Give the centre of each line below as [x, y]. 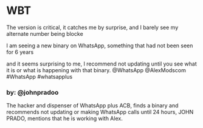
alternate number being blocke [45, 33]
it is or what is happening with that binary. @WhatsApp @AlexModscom [96, 70]
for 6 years [20, 52]
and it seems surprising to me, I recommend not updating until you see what [102, 64]
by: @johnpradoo [33, 92]
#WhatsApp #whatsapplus [40, 76]
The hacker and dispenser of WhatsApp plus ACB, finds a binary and [92, 106]
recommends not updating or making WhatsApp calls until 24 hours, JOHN [100, 112]
